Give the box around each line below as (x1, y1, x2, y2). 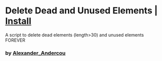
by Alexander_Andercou (5, 50, 66, 57)
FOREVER (5, 37, 26, 43)
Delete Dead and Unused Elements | (5, 5, 158, 16)
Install (5, 15, 32, 27)
